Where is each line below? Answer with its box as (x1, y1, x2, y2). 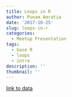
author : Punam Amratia (6, 14, 61, 20)
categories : (6, 31, 35, 36)
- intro (11, 58, 30, 63)
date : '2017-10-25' (6, 19, 54, 25)
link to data (6, 85, 33, 92)
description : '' (6, 63, 46, 69)
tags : (6, 42, 19, 48)
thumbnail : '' (6, 69, 41, 75)
